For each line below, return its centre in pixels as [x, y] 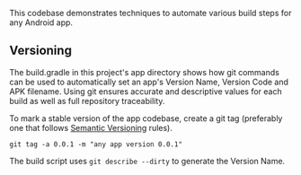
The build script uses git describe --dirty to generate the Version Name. [147, 161]
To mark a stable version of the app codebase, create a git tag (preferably [146, 118]
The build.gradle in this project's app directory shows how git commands [145, 72]
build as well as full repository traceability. [87, 101]
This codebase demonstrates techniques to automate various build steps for [150, 13]
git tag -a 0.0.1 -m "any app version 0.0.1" [96, 144]
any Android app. [41, 22]
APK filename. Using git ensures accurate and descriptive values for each [146, 91]
